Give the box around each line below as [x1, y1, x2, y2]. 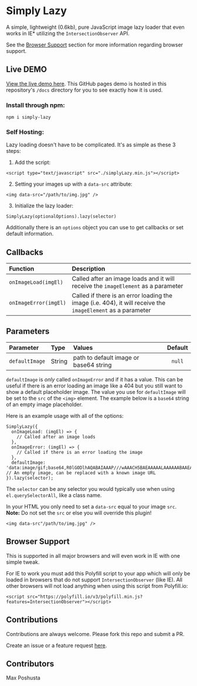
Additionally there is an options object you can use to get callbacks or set [6, 224, 184, 231]
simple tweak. [6, 558, 40, 565]
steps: [6, 148, 21, 155]
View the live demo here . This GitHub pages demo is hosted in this [6, 80, 167, 87]
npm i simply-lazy [6, 115, 51, 121]
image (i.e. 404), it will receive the [72, 299, 166, 307]
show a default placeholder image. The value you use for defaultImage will [6, 388, 186, 395]
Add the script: [14, 159, 51, 166]
